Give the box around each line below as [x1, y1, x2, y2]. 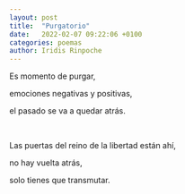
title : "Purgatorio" [9, 21, 91, 30]
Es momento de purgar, [9, 71, 96, 81]
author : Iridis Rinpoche [9, 46, 102, 55]
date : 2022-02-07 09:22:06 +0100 [9, 30, 143, 38]
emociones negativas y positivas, [9, 89, 133, 99]
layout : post [9, 13, 58, 22]
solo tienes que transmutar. [9, 175, 110, 186]
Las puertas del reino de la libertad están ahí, [9, 140, 177, 151]
